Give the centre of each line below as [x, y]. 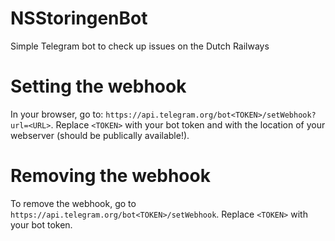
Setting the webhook [98, 86]
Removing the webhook [110, 176]
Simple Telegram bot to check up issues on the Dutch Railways [140, 46]
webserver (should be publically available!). [100, 135]
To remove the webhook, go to [73, 203]
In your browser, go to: [57, 114]
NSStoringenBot [79, 18]
